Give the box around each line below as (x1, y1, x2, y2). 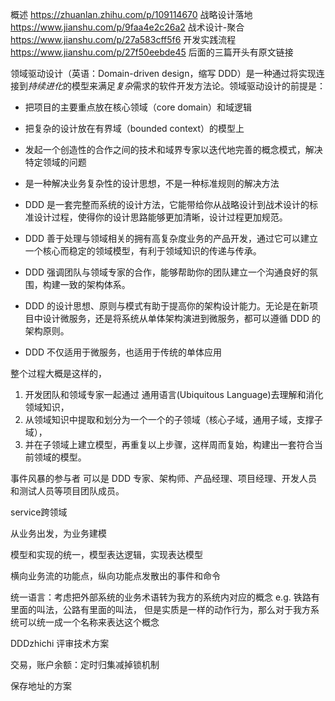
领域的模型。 (33, 451, 87, 463)
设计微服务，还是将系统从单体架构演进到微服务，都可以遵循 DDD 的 (42, 313, 321, 324)
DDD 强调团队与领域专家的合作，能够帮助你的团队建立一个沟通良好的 (24, 266, 310, 278)
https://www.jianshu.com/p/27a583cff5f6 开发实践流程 (10, 34, 237, 45)
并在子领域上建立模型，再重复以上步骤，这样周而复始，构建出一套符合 (24, 439, 315, 450)
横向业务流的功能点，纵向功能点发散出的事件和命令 (10, 570, 221, 582)
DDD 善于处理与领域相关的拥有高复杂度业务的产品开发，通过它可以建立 (24, 233, 319, 244)
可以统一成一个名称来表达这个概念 (18, 616, 160, 628)
